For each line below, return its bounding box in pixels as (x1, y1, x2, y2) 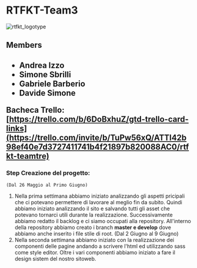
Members (6, 40, 42, 50)
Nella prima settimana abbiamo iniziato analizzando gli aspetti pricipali (14, 192, 185, 200)
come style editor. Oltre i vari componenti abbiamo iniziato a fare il (14, 249, 175, 256)
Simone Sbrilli (19, 69, 72, 80)
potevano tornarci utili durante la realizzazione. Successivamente (14, 211, 173, 218)
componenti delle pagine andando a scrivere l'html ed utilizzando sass (14, 243, 186, 250)
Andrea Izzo (19, 60, 65, 70)
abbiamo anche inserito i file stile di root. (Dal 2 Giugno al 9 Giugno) (14, 230, 179, 237)
